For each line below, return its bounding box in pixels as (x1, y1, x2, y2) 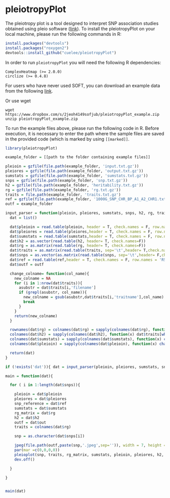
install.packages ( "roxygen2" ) (5, 46, 69, 51)
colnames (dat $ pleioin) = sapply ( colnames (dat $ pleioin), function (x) (10, 341, 157, 347)
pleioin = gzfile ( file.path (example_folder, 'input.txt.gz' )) (5, 164, 139, 169)
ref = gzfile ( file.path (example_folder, (5, 197, 92, 202)
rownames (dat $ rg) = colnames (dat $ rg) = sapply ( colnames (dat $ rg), (10, 327, 151, 332)
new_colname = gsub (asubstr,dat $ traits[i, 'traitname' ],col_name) (23, 295, 164, 300)
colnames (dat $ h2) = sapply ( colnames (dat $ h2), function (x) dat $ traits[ (10, 332, 162, 337)
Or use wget (5, 98, 31, 104)
